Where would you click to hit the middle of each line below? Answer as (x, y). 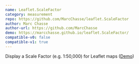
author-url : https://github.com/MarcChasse (51, 28)
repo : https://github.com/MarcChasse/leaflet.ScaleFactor (67, 19)
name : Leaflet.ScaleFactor (33, 10)
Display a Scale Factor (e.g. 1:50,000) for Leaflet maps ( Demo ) (70, 56)
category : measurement (29, 14)
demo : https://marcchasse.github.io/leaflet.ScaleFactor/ (67, 33)
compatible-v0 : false (28, 38)
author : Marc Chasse (27, 24)
